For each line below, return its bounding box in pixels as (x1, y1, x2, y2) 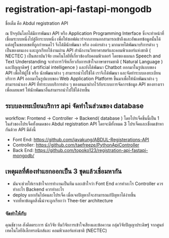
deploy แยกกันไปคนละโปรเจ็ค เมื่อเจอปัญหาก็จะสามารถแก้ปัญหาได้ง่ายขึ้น (12, 192, 136, 198)
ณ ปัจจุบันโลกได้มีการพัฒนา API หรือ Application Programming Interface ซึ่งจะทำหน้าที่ (5, 30, 164, 36)
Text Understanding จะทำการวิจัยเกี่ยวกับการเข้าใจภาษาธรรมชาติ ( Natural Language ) (5, 58, 163, 64)
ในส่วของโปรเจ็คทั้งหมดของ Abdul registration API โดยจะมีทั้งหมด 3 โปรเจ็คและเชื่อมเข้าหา (5, 121, 164, 127)
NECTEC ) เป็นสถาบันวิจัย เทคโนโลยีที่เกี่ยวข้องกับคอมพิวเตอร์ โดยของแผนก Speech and (5, 53, 161, 59)
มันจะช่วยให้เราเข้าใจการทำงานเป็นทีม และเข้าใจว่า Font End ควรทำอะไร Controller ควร (12, 180, 163, 187)
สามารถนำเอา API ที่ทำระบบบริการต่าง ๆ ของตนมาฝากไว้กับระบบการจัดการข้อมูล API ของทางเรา (5, 81, 164, 87)
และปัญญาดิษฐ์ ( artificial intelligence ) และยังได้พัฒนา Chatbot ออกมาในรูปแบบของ (5, 64, 156, 70)
